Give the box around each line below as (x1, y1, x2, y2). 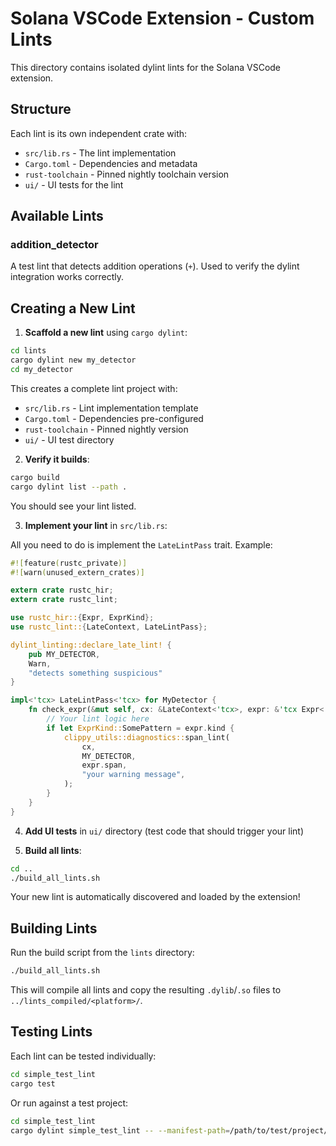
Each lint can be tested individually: (10, 1050, 157, 1062)
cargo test (10, 1078, 56, 1089)
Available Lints (10, 208, 104, 225)
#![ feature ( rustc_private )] (10, 558, 128, 568)
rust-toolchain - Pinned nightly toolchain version (24, 168, 230, 180)
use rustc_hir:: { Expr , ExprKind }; (10, 613, 155, 623)
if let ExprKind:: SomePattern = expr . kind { (46, 723, 235, 733)
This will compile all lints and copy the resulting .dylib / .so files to (10, 984, 282, 996)
